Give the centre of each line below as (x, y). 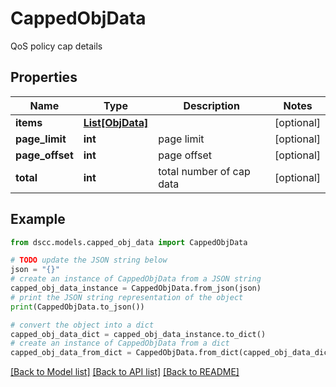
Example (38, 219)
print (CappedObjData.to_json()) (77, 307)
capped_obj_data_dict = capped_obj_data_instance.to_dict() (138, 334)
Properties (44, 77)
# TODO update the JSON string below (89, 260)
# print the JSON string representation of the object (127, 297)
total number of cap (204, 171)
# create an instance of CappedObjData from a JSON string (136, 279)
